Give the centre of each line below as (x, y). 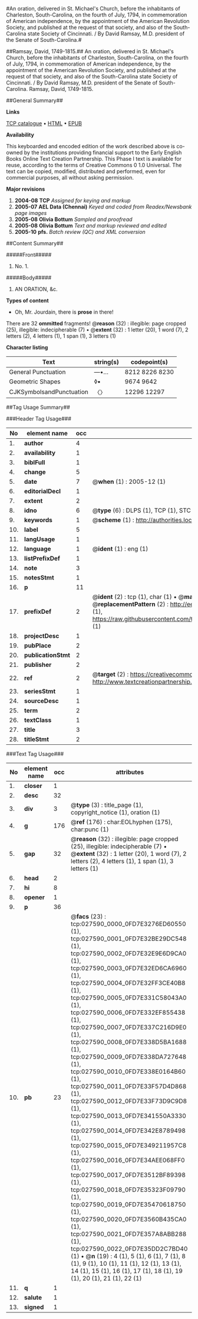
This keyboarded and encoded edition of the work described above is (91, 146)
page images (31, 213)
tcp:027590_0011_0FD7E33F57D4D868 (128, 1086)
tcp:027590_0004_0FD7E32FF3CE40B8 (128, 983)
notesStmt (39, 577)
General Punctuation (37, 372)
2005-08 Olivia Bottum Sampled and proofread (73, 219)
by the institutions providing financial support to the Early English (103, 152)
